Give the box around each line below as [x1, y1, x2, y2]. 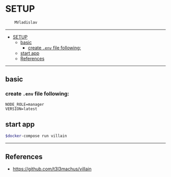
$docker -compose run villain [5, 133, 67, 139]
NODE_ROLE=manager [5, 102, 44, 107]
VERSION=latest [5, 106, 38, 111]
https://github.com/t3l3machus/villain [12, 166, 92, 172]
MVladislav [14, 20, 38, 25]
